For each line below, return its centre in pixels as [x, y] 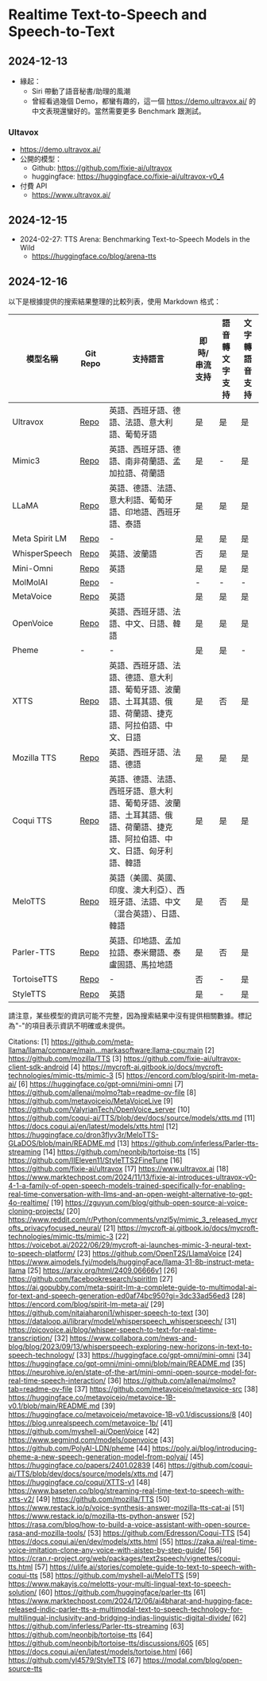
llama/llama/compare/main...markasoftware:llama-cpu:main [106, 1049]
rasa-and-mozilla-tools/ [47, 1533]
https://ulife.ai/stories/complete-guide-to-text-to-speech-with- [153, 1567]
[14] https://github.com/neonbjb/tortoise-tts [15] [121, 1152]
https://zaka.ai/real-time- [216, 1541]
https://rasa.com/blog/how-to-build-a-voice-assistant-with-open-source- [129, 1524]
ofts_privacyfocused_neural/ [55, 1228]
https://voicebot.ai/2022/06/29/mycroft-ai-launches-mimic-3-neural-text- [130, 1245]
